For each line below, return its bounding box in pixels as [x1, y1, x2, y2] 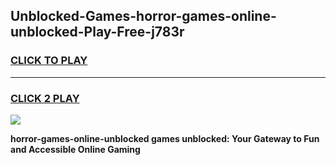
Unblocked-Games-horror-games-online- [10, 8, 277, 25]
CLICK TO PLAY [10, 54, 88, 68]
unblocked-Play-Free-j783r [10, 24, 185, 41]
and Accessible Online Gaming [10, 143, 141, 155]
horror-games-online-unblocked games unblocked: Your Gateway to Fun [10, 132, 320, 144]
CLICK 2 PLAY [10, 91, 80, 105]
